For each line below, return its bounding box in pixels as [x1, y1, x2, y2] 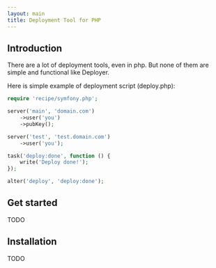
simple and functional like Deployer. [7, 68, 110, 77]
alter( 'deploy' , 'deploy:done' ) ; [7, 178, 105, 185]
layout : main [7, 10, 45, 17]
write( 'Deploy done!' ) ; [20, 159, 89, 166]
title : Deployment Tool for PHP [7, 17, 101, 24]
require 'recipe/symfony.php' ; [7, 95, 98, 102]
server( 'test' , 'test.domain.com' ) [7, 133, 111, 140]
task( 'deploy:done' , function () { [7, 152, 111, 159]
